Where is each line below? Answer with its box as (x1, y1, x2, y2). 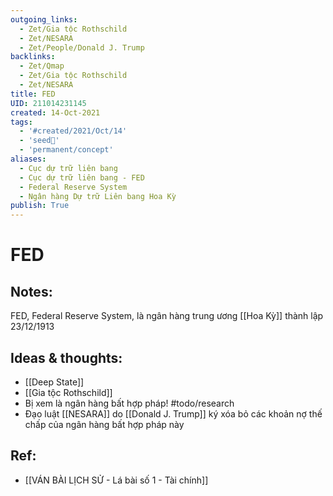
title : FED (10, 89, 56, 99)
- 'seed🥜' (19, 136, 60, 146)
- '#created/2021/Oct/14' (19, 126, 128, 136)
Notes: (10, 283, 53, 300)
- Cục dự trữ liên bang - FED (19, 172, 145, 183)
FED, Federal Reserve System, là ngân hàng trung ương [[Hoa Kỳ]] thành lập (10, 310, 324, 322)
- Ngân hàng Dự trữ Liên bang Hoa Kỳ (19, 191, 177, 201)
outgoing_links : (10, 14, 78, 25)
